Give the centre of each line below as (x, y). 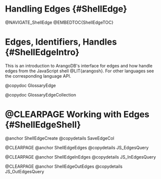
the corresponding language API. (38, 76)
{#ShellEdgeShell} (43, 125)
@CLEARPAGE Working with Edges (77, 114)
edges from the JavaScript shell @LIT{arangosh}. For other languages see (80, 71)
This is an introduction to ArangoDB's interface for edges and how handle (79, 65)
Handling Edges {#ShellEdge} (66, 9)
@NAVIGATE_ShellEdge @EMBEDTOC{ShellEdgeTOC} (59, 22)
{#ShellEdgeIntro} (42, 52)
